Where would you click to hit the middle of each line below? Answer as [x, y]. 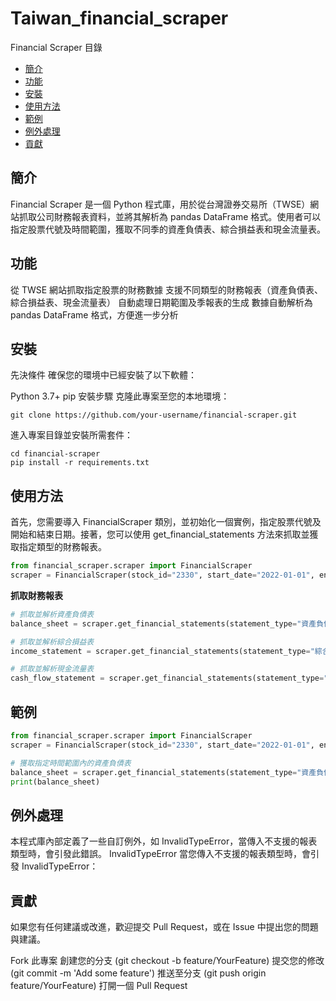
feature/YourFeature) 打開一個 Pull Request [99, 985]
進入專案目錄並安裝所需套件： [71, 435]
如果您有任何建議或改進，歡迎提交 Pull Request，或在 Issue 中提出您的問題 [164, 926]
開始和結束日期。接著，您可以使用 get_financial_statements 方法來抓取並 [160, 534]
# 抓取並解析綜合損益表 [52, 642]
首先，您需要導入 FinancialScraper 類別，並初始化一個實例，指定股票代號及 [166, 522]
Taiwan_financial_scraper [119, 18]
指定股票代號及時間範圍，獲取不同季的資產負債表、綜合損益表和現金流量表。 [168, 229]
